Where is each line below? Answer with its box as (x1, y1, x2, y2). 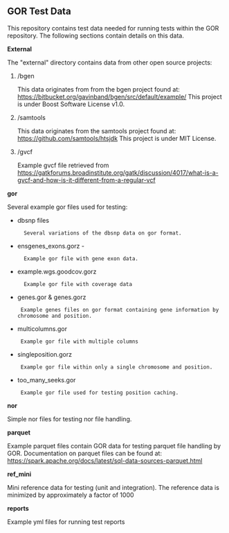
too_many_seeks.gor (17, 375, 76, 384)
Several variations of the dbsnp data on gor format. (24, 229, 182, 237)
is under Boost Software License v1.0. (17, 100, 125, 108)
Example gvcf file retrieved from (17, 161, 109, 169)
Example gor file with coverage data (24, 280, 133, 287)
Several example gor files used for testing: (7, 203, 128, 211)
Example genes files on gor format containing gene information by (20, 306, 219, 313)
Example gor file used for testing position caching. (20, 389, 179, 396)
